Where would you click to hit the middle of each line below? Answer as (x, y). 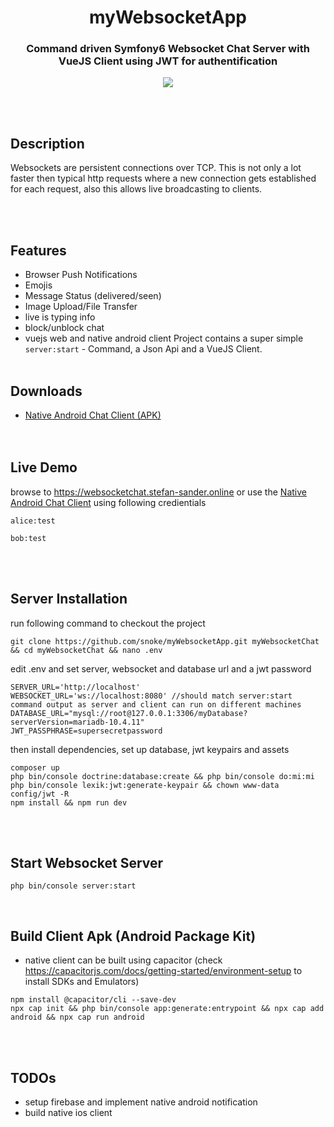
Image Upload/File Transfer (81, 307)
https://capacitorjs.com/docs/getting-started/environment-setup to (163, 971)
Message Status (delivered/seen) (93, 296)
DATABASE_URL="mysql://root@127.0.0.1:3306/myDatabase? (129, 713)
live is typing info (60, 317)
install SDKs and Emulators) (82, 982)
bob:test (28, 538)
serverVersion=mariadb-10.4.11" (77, 722)
